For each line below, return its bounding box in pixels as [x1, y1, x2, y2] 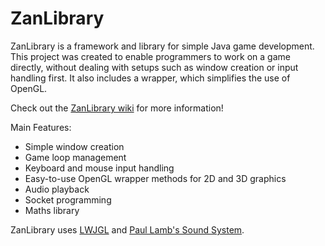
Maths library [24, 204, 80, 216]
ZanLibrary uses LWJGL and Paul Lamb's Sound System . [10, 223, 245, 236]
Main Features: [10, 121, 72, 133]
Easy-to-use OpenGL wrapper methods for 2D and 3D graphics [24, 172, 287, 184]
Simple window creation [24, 140, 125, 152]
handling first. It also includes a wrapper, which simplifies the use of [10, 72, 291, 84]
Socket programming [24, 193, 112, 206]
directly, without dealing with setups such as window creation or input [10, 61, 299, 73]
